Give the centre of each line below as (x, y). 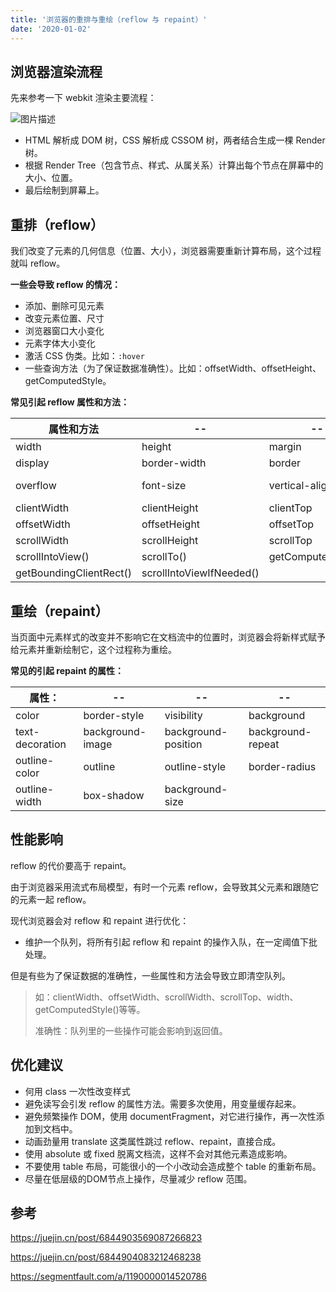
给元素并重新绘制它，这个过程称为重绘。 (93, 649)
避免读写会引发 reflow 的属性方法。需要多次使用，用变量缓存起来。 (163, 1103)
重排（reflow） (57, 224)
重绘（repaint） (59, 611)
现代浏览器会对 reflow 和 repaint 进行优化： (100, 920)
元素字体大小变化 (60, 343)
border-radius (282, 766)
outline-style (195, 766)
